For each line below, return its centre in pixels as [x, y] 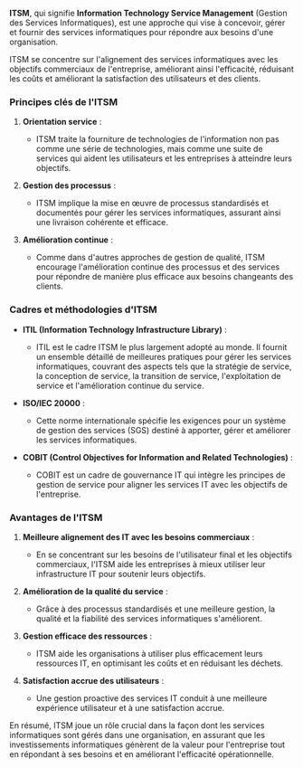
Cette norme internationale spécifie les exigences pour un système [161, 421]
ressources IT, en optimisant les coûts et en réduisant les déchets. [159, 663]
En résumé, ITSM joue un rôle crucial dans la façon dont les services [137, 725]
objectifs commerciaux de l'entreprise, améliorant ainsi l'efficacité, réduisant [151, 69]
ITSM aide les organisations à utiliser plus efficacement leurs [149, 653]
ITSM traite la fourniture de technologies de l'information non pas [157, 139]
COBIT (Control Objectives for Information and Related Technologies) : [158, 457]
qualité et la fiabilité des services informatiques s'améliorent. [149, 618]
